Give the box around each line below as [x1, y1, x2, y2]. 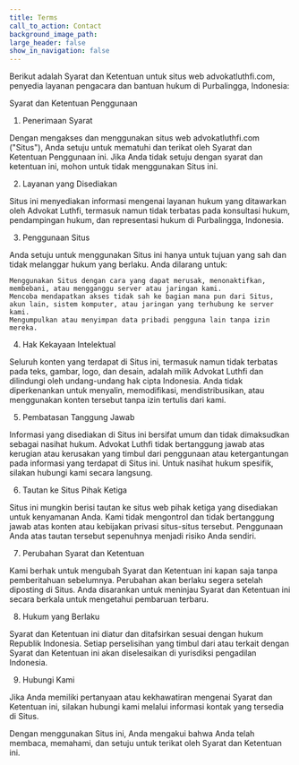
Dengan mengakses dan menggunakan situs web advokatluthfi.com [9, 133, 260, 143]
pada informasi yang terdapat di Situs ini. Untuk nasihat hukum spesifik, [9, 458, 274, 468]
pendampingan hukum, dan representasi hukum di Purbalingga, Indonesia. [9, 215, 285, 226]
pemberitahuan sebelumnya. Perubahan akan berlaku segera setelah [9, 575, 264, 586]
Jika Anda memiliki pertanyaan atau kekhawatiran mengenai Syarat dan [9, 692, 273, 703]
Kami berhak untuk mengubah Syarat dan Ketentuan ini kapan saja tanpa [9, 565, 278, 576]
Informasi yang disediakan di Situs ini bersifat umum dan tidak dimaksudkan [9, 429, 290, 440]
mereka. [9, 323, 38, 332]
